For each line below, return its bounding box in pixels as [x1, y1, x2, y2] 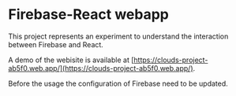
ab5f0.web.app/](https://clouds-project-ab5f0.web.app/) [8, 63, 193, 72]
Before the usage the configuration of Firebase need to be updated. [8, 79, 229, 88]
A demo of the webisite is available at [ [8, 55, 134, 65]
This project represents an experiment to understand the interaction [8, 31, 229, 41]
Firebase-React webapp [8, 6, 170, 24]
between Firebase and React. [8, 39, 104, 49]
